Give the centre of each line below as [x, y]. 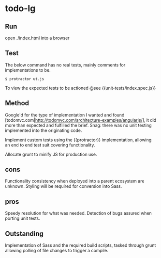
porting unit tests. [22, 218]
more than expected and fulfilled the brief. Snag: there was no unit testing [78, 125]
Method [17, 103]
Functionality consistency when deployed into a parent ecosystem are [75, 181]
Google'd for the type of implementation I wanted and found [65, 115]
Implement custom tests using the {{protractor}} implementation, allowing [78, 140]
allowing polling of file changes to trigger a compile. [57, 251]
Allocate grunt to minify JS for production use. [51, 154]
